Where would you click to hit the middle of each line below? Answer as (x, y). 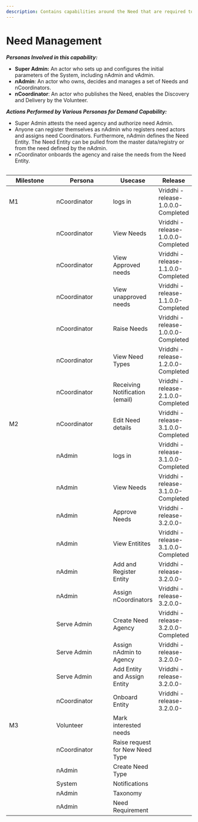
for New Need (132, 749)
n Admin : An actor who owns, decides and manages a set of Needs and (101, 81)
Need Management (54, 40)
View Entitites (132, 543)
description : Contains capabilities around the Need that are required (96, 12)
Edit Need (126, 420)
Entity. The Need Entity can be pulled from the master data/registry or (99, 142)
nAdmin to (127, 652)
